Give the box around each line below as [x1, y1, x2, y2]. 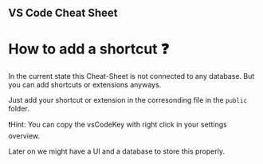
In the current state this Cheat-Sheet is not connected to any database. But [8, 72, 255, 81]
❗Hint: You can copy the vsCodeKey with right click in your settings [8, 119, 227, 130]
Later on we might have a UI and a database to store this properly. [8, 146, 226, 156]
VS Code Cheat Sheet [8, 6, 118, 20]
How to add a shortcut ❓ [8, 40, 170, 58]
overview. [8, 131, 40, 141]
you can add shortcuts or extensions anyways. [8, 80, 162, 90]
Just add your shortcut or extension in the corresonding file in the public [8, 96, 248, 105]
